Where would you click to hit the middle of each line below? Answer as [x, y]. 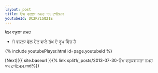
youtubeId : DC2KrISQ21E [29, 18]
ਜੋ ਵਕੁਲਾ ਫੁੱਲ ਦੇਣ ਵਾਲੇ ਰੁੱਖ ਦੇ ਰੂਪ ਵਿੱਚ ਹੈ [44, 42]
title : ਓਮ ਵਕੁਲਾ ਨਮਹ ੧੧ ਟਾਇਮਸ [35, 14]
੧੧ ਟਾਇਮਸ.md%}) [22, 66]
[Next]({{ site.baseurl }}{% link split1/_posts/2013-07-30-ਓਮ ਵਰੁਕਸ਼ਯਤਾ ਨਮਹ [79, 61]
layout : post [18, 9]
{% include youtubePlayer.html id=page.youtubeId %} [59, 51]
